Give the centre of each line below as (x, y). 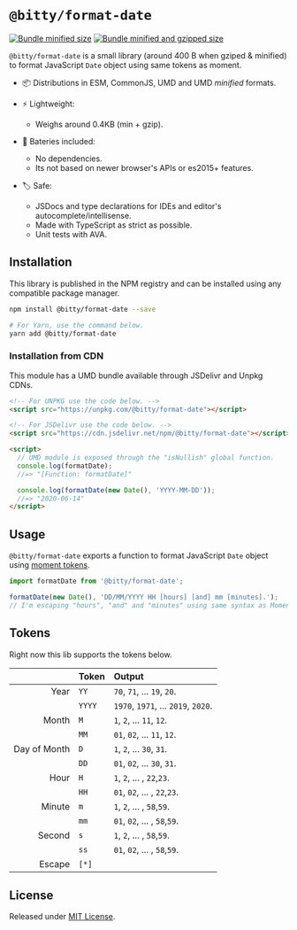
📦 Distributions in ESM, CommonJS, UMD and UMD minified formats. (149, 82)
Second (54, 835)
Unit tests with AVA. (71, 234)
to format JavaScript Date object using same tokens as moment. (126, 65)
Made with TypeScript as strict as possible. (114, 225)
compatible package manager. (65, 293)
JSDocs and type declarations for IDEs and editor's (128, 205)
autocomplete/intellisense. (83, 215)
